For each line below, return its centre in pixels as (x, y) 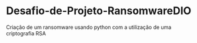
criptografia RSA (26, 33)
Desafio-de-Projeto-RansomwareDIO (99, 11)
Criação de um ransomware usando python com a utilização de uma (89, 27)
